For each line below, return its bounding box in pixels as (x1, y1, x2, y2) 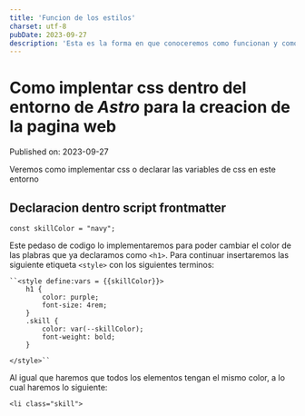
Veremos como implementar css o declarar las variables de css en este (9, 164, 277, 175)
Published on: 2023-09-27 (9, 146, 109, 157)
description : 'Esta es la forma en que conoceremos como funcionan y (9, 38, 279, 48)
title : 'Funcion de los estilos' (9, 13, 136, 23)
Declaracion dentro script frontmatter (9, 200, 227, 215)
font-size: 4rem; (42, 301, 107, 310)
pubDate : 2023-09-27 (9, 30, 88, 39)
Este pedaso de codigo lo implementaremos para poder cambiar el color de (9, 240, 292, 251)
